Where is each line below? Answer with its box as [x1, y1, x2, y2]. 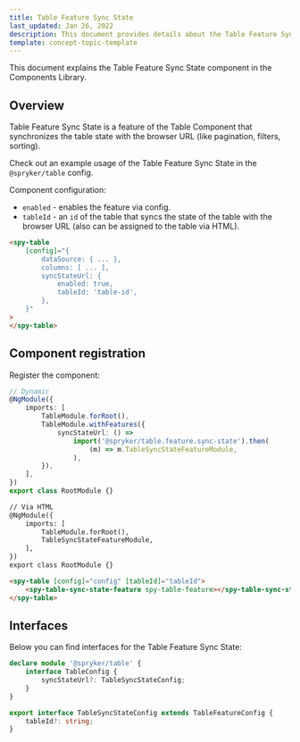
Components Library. [9, 72, 87, 83]
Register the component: [9, 370, 101, 380]
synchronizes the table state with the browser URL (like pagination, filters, [9, 131, 281, 142]
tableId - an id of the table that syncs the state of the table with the [21, 212, 272, 222]
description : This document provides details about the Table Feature [9, 29, 278, 38]
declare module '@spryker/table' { [9, 659, 142, 668]
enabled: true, [56, 279, 114, 288]
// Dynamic [9, 387, 50, 396]
